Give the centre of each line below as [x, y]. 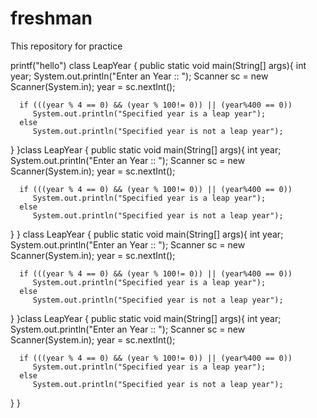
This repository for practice [66, 46]
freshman [51, 18]
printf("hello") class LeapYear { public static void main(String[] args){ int [158, 65]
